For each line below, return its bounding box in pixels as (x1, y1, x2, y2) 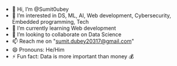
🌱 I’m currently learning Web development (11, 24, 116, 32)
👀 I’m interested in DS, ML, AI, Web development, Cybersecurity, (11, 12, 172, 19)
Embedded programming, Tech (11, 18, 89, 25)
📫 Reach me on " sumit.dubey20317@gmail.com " (11, 37, 134, 45)
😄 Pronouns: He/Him (11, 46, 65, 53)
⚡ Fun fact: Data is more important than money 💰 (11, 53, 134, 59)
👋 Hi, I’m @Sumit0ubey (11, 6, 69, 12)
